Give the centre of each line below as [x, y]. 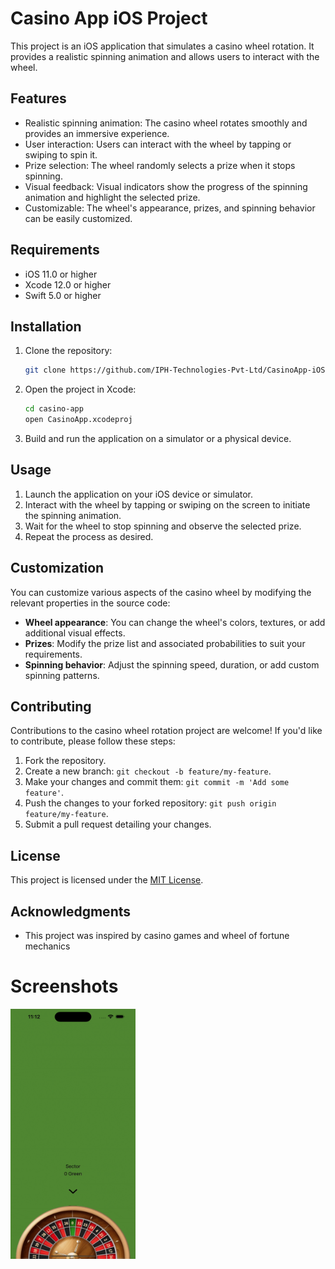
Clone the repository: [68, 351]
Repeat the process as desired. [89, 536]
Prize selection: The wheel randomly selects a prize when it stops [160, 165]
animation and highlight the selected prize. [112, 197]
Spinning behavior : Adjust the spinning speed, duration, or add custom [172, 664]
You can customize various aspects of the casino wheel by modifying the [161, 592]
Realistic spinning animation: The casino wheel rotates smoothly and [166, 123]
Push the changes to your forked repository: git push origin [150, 803]
